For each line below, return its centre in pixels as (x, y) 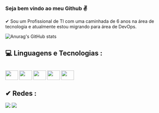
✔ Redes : (21, 93)
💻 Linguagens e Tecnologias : (54, 53)
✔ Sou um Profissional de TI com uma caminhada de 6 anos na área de (80, 21)
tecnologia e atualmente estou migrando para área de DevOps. (71, 27)
